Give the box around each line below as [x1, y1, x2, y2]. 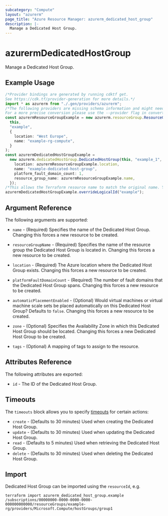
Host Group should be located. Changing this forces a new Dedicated [12, 328, 156, 334]
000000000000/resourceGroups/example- [5, 502, 86, 507]
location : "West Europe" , [14, 134, 68, 139]
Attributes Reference [5, 358, 72, 366]
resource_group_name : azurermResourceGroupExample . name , [14, 176, 135, 181]
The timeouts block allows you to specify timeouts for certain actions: [5, 409, 149, 415]
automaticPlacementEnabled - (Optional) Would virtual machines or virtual [12, 297, 162, 303]
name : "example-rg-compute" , [14, 138, 75, 143]
